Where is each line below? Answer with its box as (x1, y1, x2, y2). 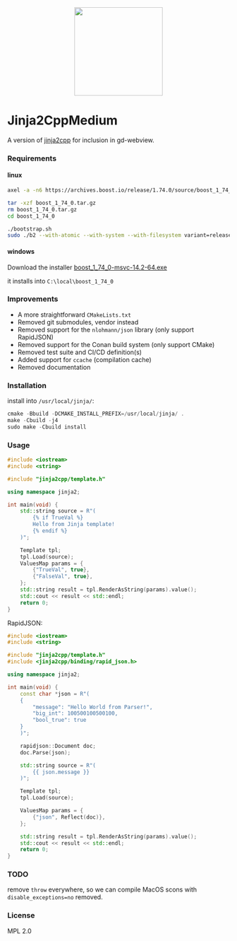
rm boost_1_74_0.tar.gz (7, 206, 78, 213)
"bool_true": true (32, 717, 87, 724)
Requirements (7, 153, 57, 163)
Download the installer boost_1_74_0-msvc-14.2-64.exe (7, 263, 167, 271)
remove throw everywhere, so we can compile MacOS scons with (7, 885, 197, 894)
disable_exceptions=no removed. (7, 893, 104, 901)
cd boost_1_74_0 (7, 212, 55, 220)
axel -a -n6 (7, 187, 42, 194)
